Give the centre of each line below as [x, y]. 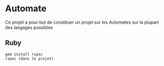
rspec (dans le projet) [30, 59]
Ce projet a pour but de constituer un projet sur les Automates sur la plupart [82, 22]
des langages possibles [29, 27]
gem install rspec [24, 54]
